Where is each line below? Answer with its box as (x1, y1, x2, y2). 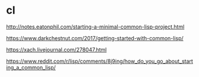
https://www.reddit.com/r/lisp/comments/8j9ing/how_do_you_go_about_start (6, 57, 193, 65)
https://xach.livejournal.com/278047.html (6, 46, 107, 53)
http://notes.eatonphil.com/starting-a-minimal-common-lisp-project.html (6, 23, 185, 30)
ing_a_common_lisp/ (6, 63, 56, 71)
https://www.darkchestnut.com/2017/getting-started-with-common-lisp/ (6, 34, 184, 41)
